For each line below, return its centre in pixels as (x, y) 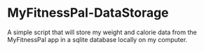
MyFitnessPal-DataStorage (88, 13)
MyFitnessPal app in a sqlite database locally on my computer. (97, 39)
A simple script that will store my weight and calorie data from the (102, 32)
